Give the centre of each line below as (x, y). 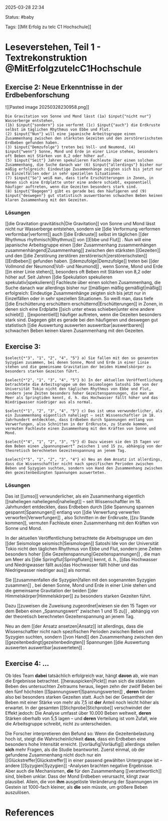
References (30, 813)
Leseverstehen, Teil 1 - (53, 47)
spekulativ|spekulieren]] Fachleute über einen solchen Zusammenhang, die (83, 283)
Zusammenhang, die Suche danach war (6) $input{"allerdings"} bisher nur (84, 165)
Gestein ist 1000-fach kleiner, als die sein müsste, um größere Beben (76, 787)
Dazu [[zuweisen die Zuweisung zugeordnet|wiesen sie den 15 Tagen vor (81, 606)
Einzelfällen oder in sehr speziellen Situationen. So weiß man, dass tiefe (79, 299)
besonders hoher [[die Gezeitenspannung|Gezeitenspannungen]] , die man (83, 554)
